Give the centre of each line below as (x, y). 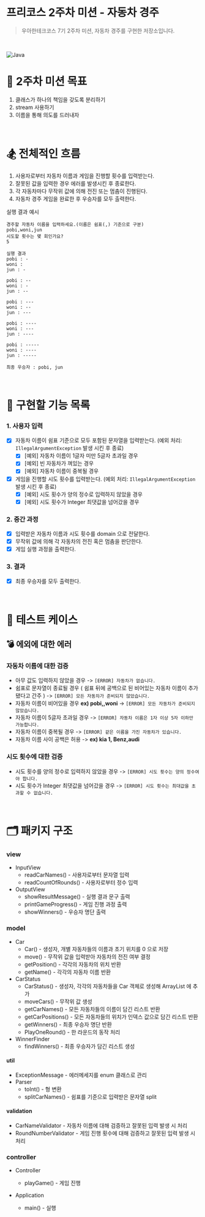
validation (19, 1111)
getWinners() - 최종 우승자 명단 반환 (68, 1024)
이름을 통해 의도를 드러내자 (47, 115)
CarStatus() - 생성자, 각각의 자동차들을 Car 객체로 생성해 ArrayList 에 (108, 986)
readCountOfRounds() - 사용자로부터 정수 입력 (81, 883)
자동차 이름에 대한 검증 (38, 666)
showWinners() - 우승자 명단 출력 (65, 912)
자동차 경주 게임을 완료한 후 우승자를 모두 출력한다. (76, 198)
